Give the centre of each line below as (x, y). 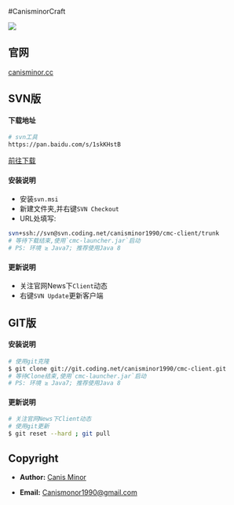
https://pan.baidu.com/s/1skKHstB (65, 145)
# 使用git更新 (29, 426)
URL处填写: (38, 218)
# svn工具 (23, 137)
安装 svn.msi (39, 199)
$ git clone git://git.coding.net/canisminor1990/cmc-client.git (117, 368)
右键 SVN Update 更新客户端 (61, 296)
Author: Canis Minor (53, 477)
